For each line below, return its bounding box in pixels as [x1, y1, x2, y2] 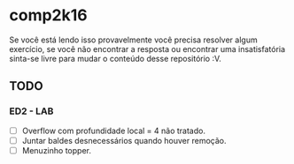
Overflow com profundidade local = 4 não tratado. [21, 125, 206, 136]
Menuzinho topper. [21, 145, 91, 155]
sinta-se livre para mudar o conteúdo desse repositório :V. [9, 53, 221, 63]
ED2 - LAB [9, 105, 54, 117]
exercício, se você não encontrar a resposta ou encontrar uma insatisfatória [9, 43, 286, 54]
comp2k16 [9, 5, 88, 26]
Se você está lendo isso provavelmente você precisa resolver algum [9, 34, 259, 45]
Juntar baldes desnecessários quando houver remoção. [21, 135, 228, 145]
